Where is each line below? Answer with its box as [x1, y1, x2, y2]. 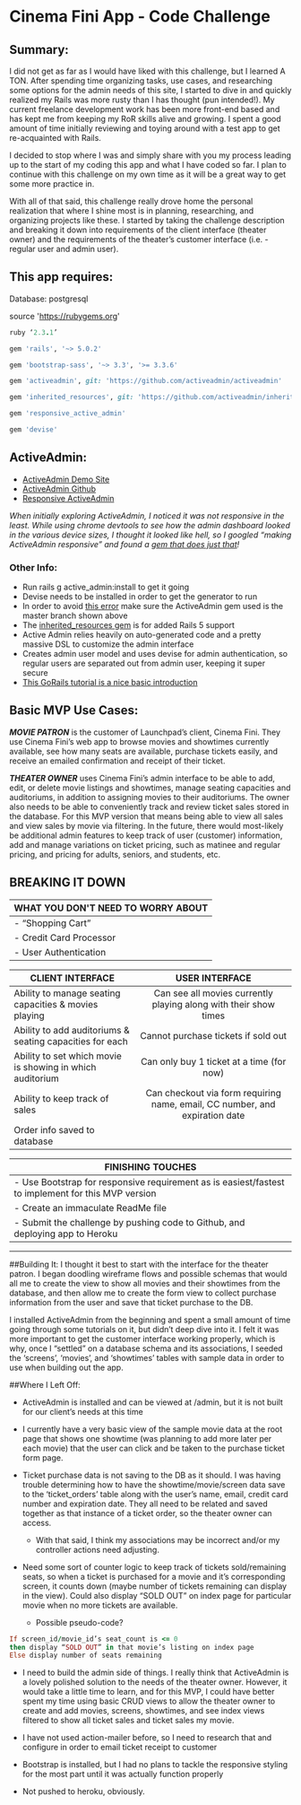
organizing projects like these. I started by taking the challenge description [9, 215, 285, 225]
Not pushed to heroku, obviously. [21, 1786, 145, 1797]
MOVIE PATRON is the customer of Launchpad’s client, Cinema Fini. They [9, 727, 280, 737]
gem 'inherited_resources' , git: [9, 393, 134, 402]
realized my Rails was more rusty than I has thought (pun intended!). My [9, 94, 275, 105]
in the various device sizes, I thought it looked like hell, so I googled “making [9, 529, 292, 540]
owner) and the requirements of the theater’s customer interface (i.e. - [9, 234, 269, 244]
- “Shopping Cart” [13, 917, 91, 929]
